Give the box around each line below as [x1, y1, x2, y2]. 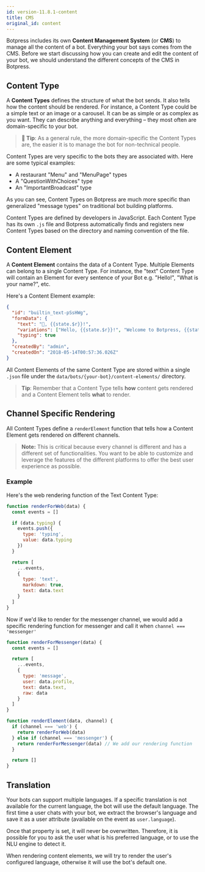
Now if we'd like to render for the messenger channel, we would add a [6, 615, 183, 623]
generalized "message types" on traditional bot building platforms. [6, 202, 174, 210]
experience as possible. [21, 462, 81, 470]
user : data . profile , [22, 678, 75, 685]
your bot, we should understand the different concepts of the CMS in [6, 56, 180, 64]
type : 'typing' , [22, 531, 64, 537]
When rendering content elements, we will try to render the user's [6, 852, 172, 860]
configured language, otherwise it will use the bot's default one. [6, 859, 167, 866]
